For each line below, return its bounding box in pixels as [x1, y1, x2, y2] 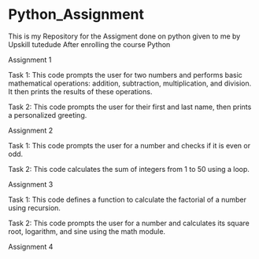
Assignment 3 [8, 179, 54, 189]
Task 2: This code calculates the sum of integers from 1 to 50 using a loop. [8, 164, 250, 173]
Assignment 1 [8, 55, 52, 64]
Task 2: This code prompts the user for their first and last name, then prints [8, 102, 252, 111]
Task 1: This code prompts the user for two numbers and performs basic [8, 70, 242, 79]
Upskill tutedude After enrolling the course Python [8, 39, 171, 49]
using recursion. [8, 202, 61, 213]
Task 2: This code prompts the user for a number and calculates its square [8, 218, 250, 228]
